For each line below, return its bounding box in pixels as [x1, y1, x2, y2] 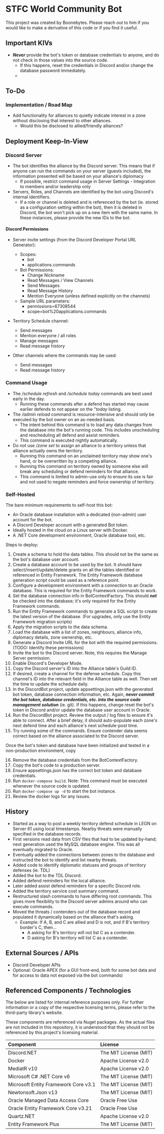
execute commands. [12, 903, 54, 909]
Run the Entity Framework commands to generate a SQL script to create [12, 608, 158, 614]
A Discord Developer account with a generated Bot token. [12, 522, 129, 528]
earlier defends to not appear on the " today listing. [20, 406, 122, 412]
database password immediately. [20, 67, 87, 73]
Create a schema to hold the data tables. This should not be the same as [12, 551, 159, 557]
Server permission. [12, 655, 51, 661]
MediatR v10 [8, 1065, 38, 1072]
